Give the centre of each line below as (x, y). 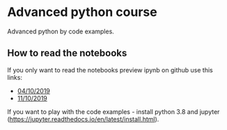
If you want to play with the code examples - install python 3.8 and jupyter (113, 111)
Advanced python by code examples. (61, 31)
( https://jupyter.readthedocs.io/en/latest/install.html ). (83, 119)
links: (15, 77)
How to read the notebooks (67, 53)
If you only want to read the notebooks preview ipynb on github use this (110, 70)
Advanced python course (83, 12)
